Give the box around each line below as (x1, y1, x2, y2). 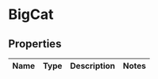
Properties (8, 37, 62, 51)
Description (70, 61, 115, 71)
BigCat (8, 6, 54, 24)
